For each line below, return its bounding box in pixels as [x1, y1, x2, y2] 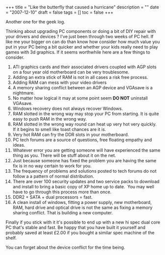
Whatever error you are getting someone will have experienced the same [12, 147, 161, 153]
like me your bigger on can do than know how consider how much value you [5, 39, 160, 45]
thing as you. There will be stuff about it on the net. [12, 153, 116, 158]
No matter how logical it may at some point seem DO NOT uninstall [12, 95, 148, 101]
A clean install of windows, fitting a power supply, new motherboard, [12, 200, 152, 205]
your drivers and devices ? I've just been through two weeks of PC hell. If [5, 34, 154, 39]
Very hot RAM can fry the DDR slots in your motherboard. [12, 132, 129, 137]
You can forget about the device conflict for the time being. [5, 245, 125, 250]
